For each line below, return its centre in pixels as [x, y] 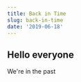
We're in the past [31, 72]
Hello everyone [40, 55]
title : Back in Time [37, 14]
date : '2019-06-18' [35, 26]
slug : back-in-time [35, 20]
